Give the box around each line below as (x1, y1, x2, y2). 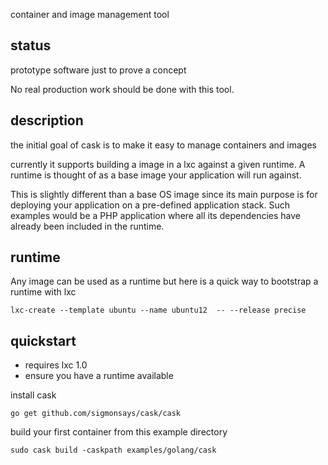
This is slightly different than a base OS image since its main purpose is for (10, 188, 318, 200)
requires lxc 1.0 (24, 359, 88, 371)
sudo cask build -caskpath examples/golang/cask (10, 445, 217, 456)
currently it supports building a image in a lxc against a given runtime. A (10, 158, 306, 170)
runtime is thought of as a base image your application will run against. (10, 169, 302, 181)
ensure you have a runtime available (24, 370, 174, 382)
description (10, 112, 84, 129)
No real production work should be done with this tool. (10, 83, 235, 95)
